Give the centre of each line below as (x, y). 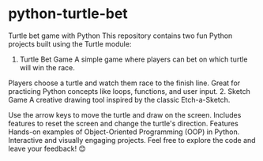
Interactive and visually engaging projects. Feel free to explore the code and (132, 140)
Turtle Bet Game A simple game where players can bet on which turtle (133, 59)
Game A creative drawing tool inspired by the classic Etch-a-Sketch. (119, 99)
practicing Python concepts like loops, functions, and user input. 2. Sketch (130, 91)
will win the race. (47, 67)
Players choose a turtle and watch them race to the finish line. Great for (124, 83)
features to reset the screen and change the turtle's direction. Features (123, 123)
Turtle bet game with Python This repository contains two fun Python (120, 36)
